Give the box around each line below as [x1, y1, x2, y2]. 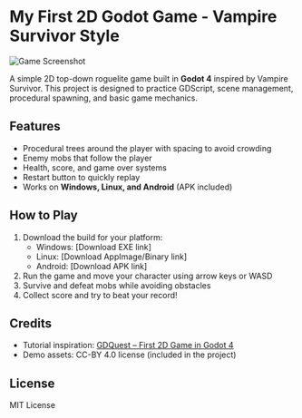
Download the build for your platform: [22, 231, 163, 242]
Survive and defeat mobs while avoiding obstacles [22, 279, 211, 291]
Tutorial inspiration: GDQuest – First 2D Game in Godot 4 [22, 340, 234, 351]
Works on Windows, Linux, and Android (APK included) [22, 181, 233, 192]
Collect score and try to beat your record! [22, 289, 179, 300]
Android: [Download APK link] [35, 260, 148, 271]
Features [9, 119, 61, 134]
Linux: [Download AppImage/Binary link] [35, 251, 188, 262]
